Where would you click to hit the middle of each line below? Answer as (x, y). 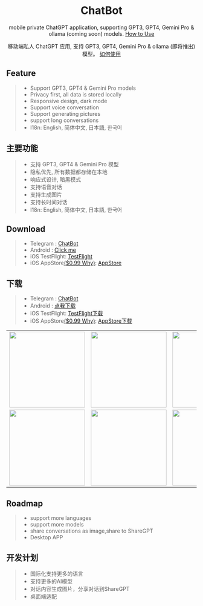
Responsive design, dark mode (69, 101)
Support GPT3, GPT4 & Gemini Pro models (83, 88)
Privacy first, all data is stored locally (76, 94)
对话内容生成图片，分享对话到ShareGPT (80, 588)
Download (26, 229)
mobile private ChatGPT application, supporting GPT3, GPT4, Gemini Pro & (101, 27)
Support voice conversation (65, 107)
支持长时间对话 (49, 202)
